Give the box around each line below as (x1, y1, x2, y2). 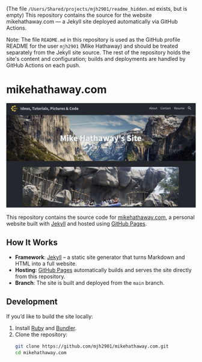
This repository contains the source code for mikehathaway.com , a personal (6, 214, 195, 221)
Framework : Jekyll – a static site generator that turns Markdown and (14, 253, 185, 261)
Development (6, 297, 58, 307)
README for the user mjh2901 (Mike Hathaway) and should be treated (6, 42, 179, 49)
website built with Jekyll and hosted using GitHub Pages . (6, 220, 147, 227)
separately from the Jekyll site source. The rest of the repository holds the (6, 49, 191, 56)
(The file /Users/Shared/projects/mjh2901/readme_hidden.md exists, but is (6, 5, 188, 12)
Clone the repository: (14, 331, 68, 338)
